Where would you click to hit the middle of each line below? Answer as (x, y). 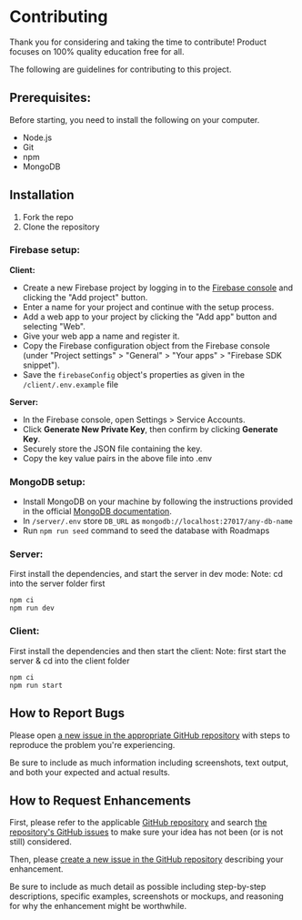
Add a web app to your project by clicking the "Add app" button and (150, 317)
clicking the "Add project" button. (85, 297)
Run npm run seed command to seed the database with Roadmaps (146, 531)
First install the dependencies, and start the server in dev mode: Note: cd (146, 574)
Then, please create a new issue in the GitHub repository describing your (146, 859)
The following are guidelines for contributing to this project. (121, 69)
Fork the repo (48, 217)
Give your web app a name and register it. (101, 336)
